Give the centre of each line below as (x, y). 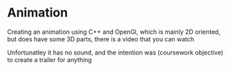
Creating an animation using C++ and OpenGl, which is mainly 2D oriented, (114, 32)
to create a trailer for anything (49, 59)
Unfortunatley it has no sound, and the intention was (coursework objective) (115, 52)
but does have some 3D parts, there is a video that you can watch (101, 39)
